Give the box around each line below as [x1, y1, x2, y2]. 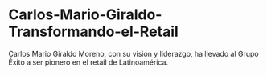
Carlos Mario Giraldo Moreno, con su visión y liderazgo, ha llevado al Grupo [8, 49, 259, 58]
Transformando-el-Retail [8, 22, 179, 41]
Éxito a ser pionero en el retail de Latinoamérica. [8, 57, 169, 67]
